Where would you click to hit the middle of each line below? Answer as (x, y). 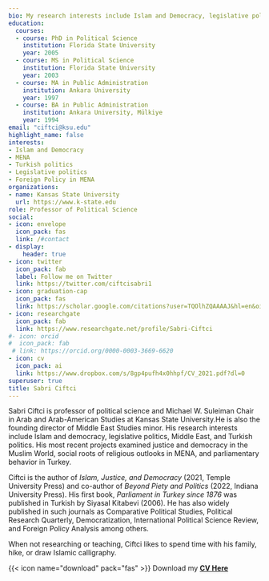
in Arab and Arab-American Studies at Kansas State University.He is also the (134, 420)
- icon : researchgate (44, 313)
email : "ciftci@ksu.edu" (50, 127)
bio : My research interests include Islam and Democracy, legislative (128, 16)
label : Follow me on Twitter (64, 276)
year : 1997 (41, 98)
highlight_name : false (46, 135)
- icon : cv (26, 359)
